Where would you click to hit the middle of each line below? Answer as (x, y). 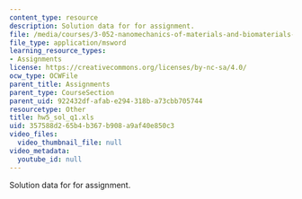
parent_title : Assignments (60, 84)
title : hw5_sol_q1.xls (52, 117)
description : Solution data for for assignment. (102, 26)
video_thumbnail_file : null (70, 143)
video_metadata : (40, 151)
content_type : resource (54, 17)
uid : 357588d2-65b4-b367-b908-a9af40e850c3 (92, 126)
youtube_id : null (50, 159)
